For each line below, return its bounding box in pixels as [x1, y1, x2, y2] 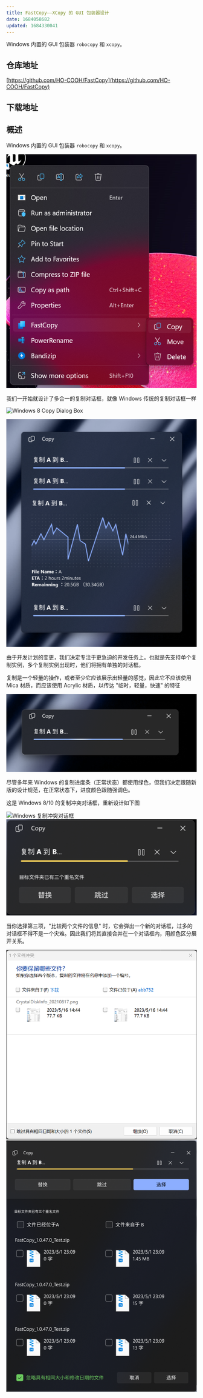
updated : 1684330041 [6, 22, 59, 28]
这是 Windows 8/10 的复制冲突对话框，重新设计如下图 [6, 799, 140, 806]
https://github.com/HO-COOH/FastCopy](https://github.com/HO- [8, 76, 170, 84]
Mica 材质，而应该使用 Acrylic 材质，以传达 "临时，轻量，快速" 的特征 [6, 681, 181, 689]
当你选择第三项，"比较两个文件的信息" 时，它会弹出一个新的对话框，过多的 [6, 922, 193, 930]
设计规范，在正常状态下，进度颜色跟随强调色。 [16, 786, 134, 794]
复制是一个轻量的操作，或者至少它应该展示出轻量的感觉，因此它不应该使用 [6, 674, 192, 681]
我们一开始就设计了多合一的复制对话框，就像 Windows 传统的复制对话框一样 [6, 395, 196, 402]
